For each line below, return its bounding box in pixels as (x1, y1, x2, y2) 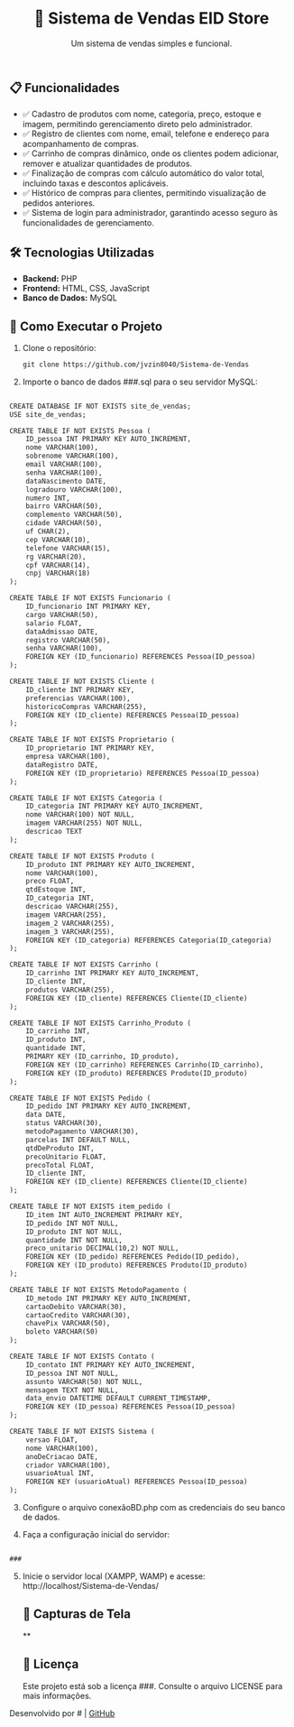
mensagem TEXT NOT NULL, (25, 1385, 119, 1395)
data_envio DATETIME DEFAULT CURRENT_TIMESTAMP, (25, 1394, 212, 1403)
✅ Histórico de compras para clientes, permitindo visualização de (22, 188, 267, 199)
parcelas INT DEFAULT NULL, (25, 1135, 131, 1144)
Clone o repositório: (22, 342, 96, 353)
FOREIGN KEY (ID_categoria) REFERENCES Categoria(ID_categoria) (25, 936, 272, 945)
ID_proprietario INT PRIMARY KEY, (25, 743, 155, 753)
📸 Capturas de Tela (22, 1606, 131, 1622)
